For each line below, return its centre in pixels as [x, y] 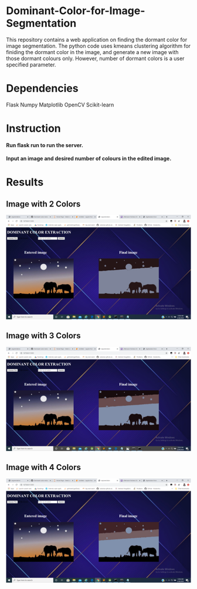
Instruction [33, 129]
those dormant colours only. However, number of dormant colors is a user [95, 58]
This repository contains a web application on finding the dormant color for [97, 39]
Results [25, 182]
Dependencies [42, 89]
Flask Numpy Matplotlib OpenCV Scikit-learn [60, 105]
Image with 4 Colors [43, 467]
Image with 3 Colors [43, 336]
